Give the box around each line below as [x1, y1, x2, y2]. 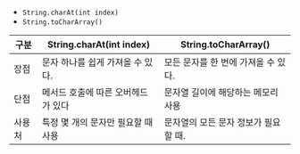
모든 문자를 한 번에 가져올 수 [163, 56, 275, 69]
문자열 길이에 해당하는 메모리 [163, 86, 279, 98]
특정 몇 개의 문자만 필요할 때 [41, 117, 154, 128]
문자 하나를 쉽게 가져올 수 [41, 56, 143, 69]
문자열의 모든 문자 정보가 [163, 117, 262, 128]
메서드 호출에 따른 [41, 86, 113, 98]
